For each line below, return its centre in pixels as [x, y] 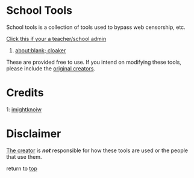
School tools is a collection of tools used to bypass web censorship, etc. [96, 27]
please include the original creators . [51, 68]
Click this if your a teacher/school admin [56, 38]
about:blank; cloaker [40, 50]
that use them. [24, 156]
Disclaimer [34, 134]
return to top [22, 168]
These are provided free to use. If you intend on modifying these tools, [94, 62]
